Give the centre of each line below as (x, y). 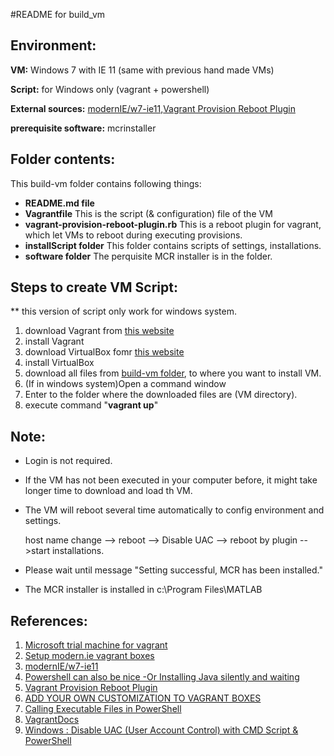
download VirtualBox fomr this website (104, 352)
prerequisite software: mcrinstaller (83, 128)
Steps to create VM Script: (94, 287)
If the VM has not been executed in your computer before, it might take (171, 480)
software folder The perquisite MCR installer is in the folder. (148, 256)
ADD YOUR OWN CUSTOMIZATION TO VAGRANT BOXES (143, 698)
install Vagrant (54, 341)
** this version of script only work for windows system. (123, 311)
